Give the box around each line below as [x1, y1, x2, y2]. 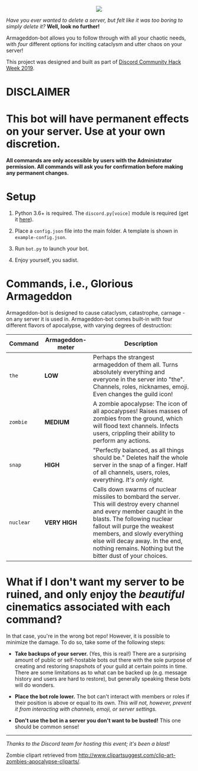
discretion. [6, 138, 61, 151]
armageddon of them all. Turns [93, 361, 179, 368]
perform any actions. [93, 437, 151, 445]
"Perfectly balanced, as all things [93, 446, 184, 454]
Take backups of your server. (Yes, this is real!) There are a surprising [14, 650, 187, 657]
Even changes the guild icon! [93, 390, 173, 398]
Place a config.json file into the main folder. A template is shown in [14, 227, 179, 234]
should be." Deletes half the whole [93, 453, 189, 462]
